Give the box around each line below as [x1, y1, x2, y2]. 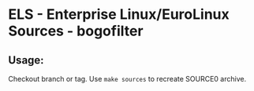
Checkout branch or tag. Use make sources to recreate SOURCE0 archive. [8, 75, 247, 83]
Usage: [8, 53, 45, 67]
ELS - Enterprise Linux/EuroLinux [8, 5, 230, 24]
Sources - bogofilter [8, 22, 144, 40]
